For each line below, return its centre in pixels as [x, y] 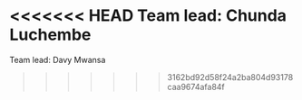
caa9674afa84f [196, 86]
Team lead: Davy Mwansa [58, 59]
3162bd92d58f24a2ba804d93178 [230, 77]
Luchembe [50, 35]
